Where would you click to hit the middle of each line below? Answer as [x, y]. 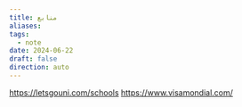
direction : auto [39, 68]
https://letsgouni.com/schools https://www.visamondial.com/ [121, 92]
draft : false [33, 59]
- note [29, 42]
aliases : [25, 26]
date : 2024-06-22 [41, 51]
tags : [19, 34]
